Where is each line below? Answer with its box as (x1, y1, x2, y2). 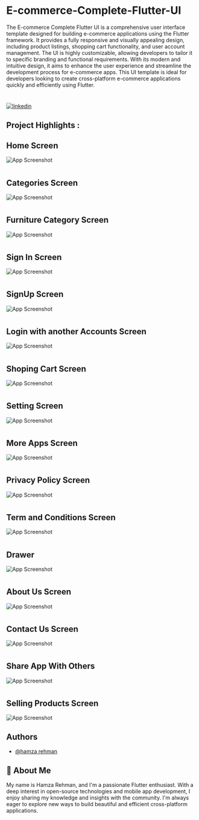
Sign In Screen (6, 252, 62, 262)
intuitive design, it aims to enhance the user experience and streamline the (6, 62, 192, 69)
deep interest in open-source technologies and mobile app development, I (6, 788, 191, 795)
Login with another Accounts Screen (6, 326, 147, 337)
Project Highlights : (6, 120, 80, 130)
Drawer (6, 550, 35, 560)
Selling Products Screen (6, 698, 99, 709)
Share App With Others (6, 661, 95, 672)
